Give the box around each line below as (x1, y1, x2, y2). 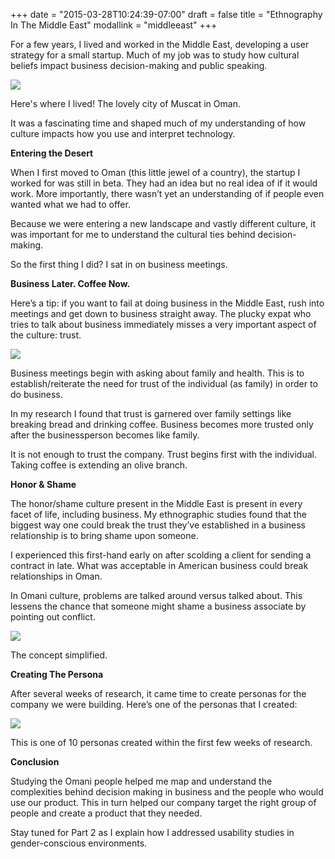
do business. (10, 389, 63, 400)
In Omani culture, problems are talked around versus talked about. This (10, 590, 303, 601)
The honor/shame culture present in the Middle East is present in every (10, 498, 303, 509)
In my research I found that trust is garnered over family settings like (10, 408, 292, 419)
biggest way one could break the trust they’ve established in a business (10, 519, 307, 531)
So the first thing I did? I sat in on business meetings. (10, 259, 228, 270)
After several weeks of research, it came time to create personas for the (10, 688, 307, 699)
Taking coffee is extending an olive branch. (10, 459, 188, 471)
